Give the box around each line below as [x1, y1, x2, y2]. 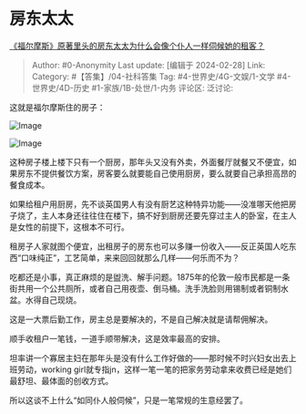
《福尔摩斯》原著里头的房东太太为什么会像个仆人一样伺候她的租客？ [9, 40, 265, 51]
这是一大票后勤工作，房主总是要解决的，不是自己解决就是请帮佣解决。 [9, 314, 273, 325]
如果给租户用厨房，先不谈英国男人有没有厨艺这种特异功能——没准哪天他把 [9, 198, 289, 210]
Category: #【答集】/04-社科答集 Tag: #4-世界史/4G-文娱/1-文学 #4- [31, 70, 291, 82]
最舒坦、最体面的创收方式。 [9, 375, 114, 386]
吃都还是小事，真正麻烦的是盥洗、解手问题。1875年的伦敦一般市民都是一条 [9, 271, 291, 283]
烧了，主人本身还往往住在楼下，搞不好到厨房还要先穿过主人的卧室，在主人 [16, 210, 297, 221]
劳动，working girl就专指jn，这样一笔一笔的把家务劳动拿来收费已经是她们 [16, 364, 292, 375]
